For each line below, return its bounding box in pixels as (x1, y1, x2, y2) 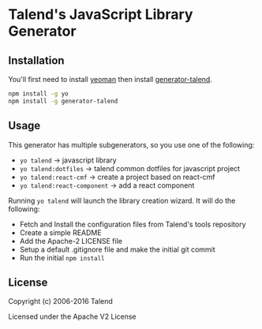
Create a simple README (19, 227, 102, 237)
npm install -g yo (8, 90, 69, 98)
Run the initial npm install (19, 252, 105, 262)
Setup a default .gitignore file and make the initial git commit (19, 245, 215, 254)
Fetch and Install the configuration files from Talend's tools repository (19, 219, 246, 229)
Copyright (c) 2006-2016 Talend (8, 297, 113, 306)
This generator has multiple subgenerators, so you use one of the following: (8, 140, 255, 149)
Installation (8, 54, 65, 67)
